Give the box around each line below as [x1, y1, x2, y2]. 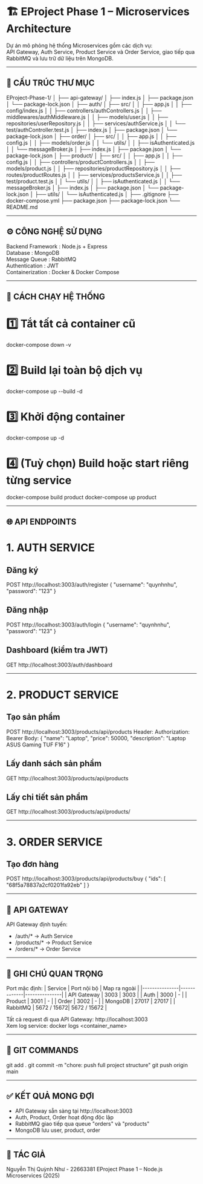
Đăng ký [6, 565, 39, 575]
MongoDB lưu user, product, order [14, 1126, 101, 1134]
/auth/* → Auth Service [14, 933, 73, 940]
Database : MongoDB [6, 249, 60, 256]
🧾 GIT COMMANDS [6, 1045, 79, 1056]
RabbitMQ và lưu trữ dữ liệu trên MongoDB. [6, 54, 114, 62]
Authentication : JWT [6, 261, 59, 269]
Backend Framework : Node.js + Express [6, 243, 108, 250]
